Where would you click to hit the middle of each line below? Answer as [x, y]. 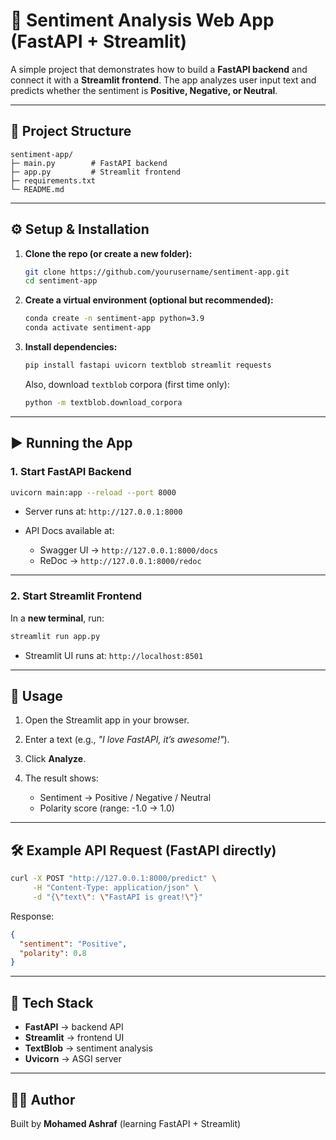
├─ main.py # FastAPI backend [89, 163]
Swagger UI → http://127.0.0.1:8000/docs [128, 550]
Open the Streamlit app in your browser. [107, 720]
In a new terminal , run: [57, 618]
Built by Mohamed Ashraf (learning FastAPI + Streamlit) [126, 1123]
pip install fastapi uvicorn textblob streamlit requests [148, 365]
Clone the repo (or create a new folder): [108, 253]
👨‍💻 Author [43, 1099]
